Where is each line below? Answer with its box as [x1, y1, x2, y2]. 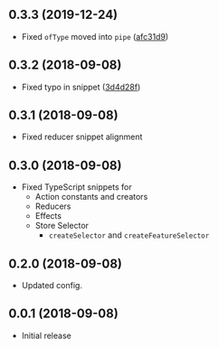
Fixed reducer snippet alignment [21, 131, 143, 143]
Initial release [21, 330, 71, 341]
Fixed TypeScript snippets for [21, 182, 132, 193]
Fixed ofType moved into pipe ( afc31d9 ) [21, 31, 169, 42]
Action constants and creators [34, 192, 148, 202]
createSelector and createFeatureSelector [48, 230, 210, 240]
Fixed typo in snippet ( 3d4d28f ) [21, 81, 141, 92]
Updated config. [21, 280, 83, 291]
